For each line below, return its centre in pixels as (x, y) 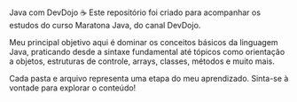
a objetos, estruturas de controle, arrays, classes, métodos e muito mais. (142, 61)
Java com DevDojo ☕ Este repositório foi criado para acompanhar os (135, 12)
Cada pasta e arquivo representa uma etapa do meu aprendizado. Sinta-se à (149, 78)
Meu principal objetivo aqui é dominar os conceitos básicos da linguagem (144, 42)
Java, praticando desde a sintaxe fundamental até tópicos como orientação (147, 52)
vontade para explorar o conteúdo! (73, 88)
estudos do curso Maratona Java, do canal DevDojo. (105, 25)
